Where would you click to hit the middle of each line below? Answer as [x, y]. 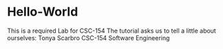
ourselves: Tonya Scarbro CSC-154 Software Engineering [88, 37]
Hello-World [43, 12]
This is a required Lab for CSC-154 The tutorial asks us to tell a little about [112, 31]
